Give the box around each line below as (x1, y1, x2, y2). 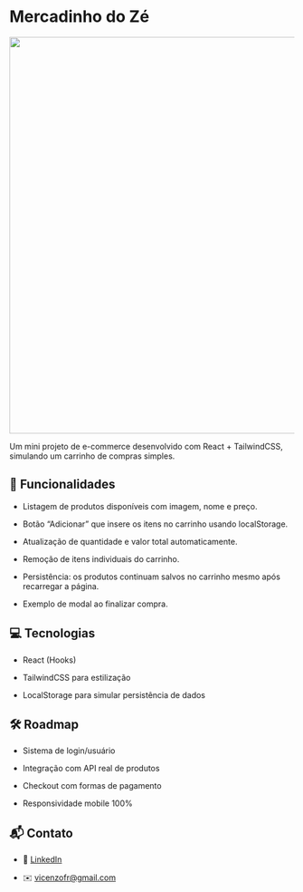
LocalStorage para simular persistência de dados (22, 689, 206, 700)
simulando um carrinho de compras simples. (9, 451, 175, 461)
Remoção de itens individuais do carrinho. (22, 553, 180, 564)
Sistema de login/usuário (22, 745, 116, 756)
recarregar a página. (22, 580, 99, 591)
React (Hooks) (22, 654, 77, 665)
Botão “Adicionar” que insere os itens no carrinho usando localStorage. (22, 519, 289, 529)
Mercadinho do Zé (9, 6, 150, 27)
